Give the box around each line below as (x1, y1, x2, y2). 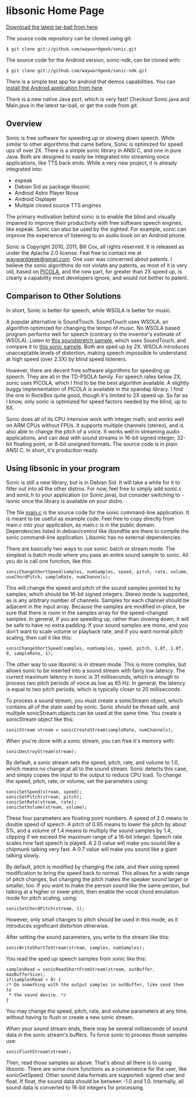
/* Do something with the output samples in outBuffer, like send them (6, 982, 184, 988)
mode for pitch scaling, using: (6, 894, 78, 901)
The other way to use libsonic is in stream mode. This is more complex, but (6, 661, 187, 668)
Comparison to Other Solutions (6, 291, 121, 301)
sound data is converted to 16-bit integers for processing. (6, 1084, 145, 1091)
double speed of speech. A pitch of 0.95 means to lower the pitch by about (6, 821, 187, 828)
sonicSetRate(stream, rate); (6, 799, 77, 805)
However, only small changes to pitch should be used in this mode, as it (6, 916, 178, 923)
